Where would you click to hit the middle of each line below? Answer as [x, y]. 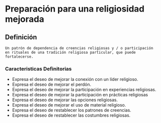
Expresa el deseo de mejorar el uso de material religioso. [69, 105]
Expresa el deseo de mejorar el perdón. [52, 85]
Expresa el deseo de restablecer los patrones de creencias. [72, 110]
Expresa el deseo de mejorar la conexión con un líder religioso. [75, 79]
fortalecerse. [19, 57]
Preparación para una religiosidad [75, 9]
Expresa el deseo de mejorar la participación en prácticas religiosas [80, 95]
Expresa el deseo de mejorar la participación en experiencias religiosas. [84, 90]
